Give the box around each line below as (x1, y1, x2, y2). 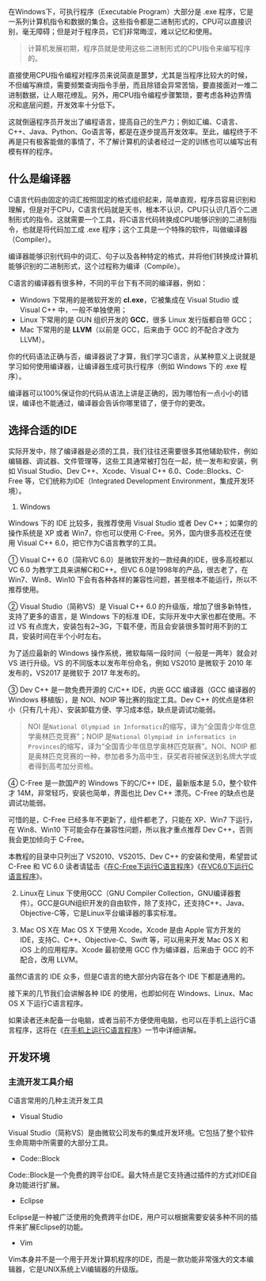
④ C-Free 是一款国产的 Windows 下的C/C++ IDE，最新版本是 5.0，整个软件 (8, 778, 257, 787)
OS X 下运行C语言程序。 (8, 998, 88, 1008)
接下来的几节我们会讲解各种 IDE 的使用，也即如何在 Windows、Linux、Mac (8, 988, 254, 998)
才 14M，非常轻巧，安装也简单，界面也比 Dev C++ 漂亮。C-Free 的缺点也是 (8, 788, 255, 798)
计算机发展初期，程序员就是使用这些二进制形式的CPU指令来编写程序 (27, 44, 251, 53)
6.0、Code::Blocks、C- (168, 466, 245, 475)
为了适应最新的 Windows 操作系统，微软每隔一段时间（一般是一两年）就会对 (8, 648, 257, 657)
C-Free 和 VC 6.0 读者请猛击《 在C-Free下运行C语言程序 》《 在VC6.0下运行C (8, 861, 254, 871)
